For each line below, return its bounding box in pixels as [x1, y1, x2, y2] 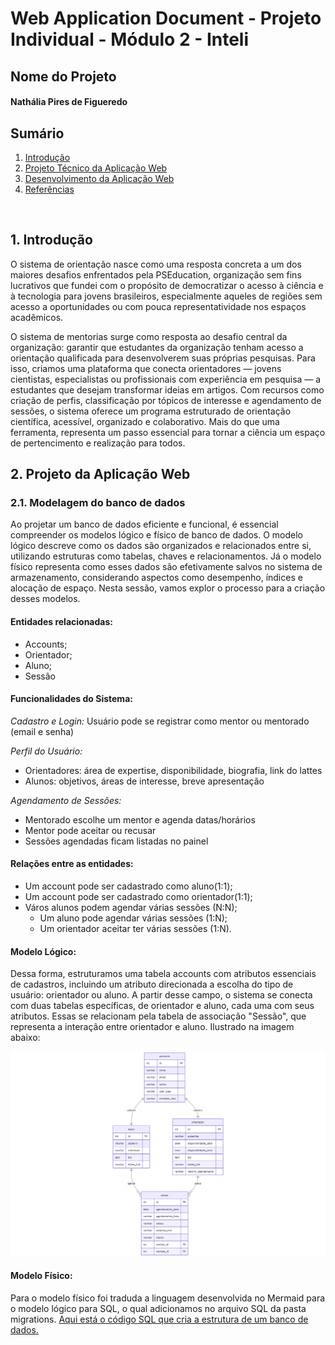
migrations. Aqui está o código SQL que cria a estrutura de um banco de [10, 1313, 309, 1325]
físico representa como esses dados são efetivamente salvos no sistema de [10, 561, 323, 573]
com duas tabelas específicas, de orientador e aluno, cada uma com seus [10, 1000, 315, 1012]
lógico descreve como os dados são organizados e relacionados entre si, [10, 540, 312, 552]
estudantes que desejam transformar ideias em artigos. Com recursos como [10, 383, 325, 396]
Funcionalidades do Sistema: [10, 693, 133, 705]
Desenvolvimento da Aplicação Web [24, 172, 175, 184]
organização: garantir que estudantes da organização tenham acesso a [10, 341, 304, 353]
